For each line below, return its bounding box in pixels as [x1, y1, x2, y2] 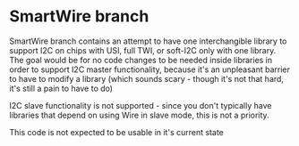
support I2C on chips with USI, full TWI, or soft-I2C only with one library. [9, 45, 277, 55]
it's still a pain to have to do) [9, 83, 114, 93]
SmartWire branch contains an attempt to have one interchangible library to [9, 36, 287, 46]
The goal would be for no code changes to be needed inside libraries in [9, 54, 273, 65]
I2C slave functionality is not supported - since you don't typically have [9, 100, 272, 110]
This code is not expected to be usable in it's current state [9, 126, 224, 137]
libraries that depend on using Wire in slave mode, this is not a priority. [9, 109, 270, 120]
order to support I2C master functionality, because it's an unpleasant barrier [9, 64, 291, 75]
